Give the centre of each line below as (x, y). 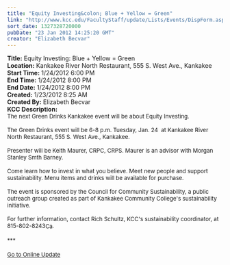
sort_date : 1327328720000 (44, 26)
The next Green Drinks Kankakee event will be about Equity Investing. (98, 116)
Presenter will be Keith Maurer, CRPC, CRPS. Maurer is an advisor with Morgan (110, 151)
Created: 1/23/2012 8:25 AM (47, 95)
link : (15, 20)
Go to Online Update (34, 255)
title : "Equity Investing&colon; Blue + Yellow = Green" (90, 13)
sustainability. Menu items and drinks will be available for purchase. (95, 178)
